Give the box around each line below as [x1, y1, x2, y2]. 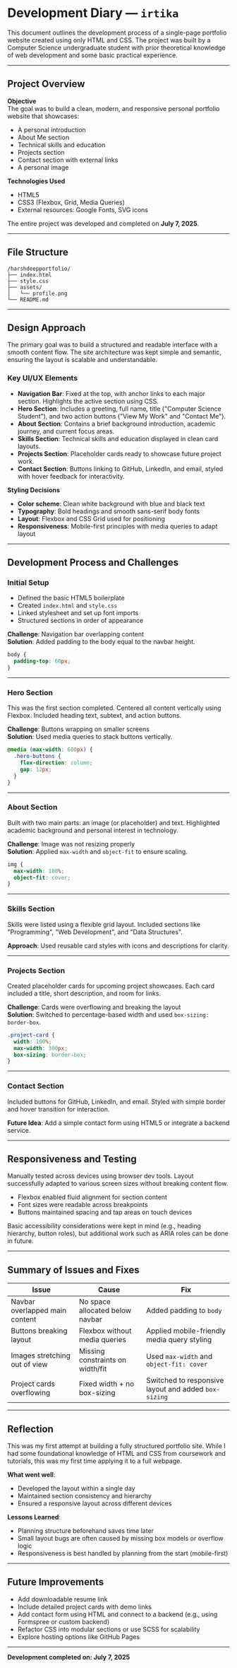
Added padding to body [145, 1306, 222, 1316]
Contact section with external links [17, 156, 119, 164]
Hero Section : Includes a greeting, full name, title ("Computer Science [17, 404, 221, 413]
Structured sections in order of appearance [17, 617, 144, 625]
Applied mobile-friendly [145, 1326, 226, 1336]
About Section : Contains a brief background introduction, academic [17, 419, 216, 428]
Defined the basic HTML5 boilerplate [17, 594, 125, 602]
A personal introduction [17, 125, 86, 134]
